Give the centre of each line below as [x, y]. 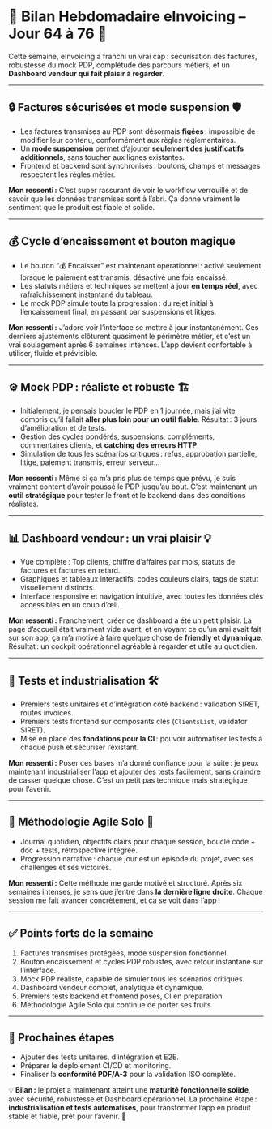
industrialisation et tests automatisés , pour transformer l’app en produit [130, 1108]
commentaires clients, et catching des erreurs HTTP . [110, 445]
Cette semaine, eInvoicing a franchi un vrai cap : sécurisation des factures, [133, 56]
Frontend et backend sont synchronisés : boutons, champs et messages [140, 165]
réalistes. [23, 504]
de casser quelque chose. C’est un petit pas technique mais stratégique [128, 780]
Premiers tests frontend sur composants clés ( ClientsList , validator [134, 721]
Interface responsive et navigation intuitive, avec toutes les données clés [142, 596]
